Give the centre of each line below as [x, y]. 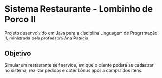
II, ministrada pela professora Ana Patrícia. [47, 38]
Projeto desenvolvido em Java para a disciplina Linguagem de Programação [81, 33]
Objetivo [18, 53]
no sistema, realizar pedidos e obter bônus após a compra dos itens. [73, 70]
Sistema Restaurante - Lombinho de [79, 9]
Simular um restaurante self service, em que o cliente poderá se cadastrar [79, 65]
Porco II [20, 19]
